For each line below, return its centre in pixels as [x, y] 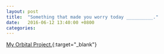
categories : [21, 28]
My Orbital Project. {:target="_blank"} [52, 45]
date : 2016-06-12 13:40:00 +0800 [50, 22]
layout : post [22, 11]
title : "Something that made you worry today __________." [83, 17]
